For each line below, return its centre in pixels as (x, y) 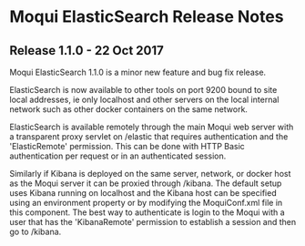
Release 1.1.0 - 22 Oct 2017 (86, 51)
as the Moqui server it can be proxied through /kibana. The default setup (146, 183)
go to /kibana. (36, 231)
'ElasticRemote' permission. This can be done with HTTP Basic (127, 146)
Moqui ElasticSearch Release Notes (147, 17)
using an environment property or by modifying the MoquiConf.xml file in (146, 203)
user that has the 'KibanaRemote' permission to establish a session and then (153, 222)
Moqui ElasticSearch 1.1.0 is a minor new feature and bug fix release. (138, 72)
